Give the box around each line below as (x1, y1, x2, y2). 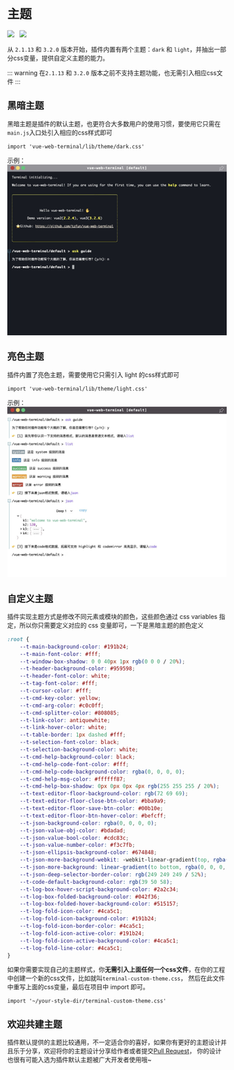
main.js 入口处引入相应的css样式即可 (7, 128, 113, 137)
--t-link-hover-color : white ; (19, 724, 108, 731)
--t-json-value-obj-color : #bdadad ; (19, 827, 127, 834)
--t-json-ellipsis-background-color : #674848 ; (19, 849, 157, 856)
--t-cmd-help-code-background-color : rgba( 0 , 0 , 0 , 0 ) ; (19, 768, 186, 775)
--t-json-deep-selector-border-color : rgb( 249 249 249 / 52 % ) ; (19, 871, 208, 878)
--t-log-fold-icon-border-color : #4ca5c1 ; (19, 923, 145, 930)
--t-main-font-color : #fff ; (19, 650, 101, 657)
